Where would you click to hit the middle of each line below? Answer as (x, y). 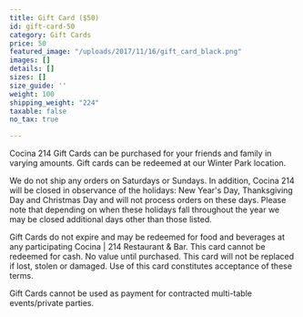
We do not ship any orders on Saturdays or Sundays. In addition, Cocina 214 (152, 181)
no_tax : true (34, 119)
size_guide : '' (38, 86)
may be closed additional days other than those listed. (111, 220)
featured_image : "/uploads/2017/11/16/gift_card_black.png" (126, 52)
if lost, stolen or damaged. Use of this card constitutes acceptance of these (151, 266)
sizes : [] (28, 77)
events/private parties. (51, 303)
